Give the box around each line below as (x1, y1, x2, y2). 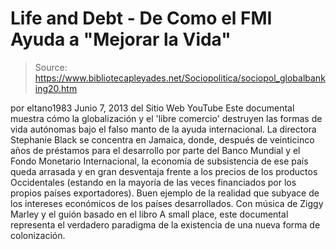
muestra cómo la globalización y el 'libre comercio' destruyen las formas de (10, 112, 323, 124)
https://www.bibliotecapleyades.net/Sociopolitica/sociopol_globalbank (34, 72, 326, 84)
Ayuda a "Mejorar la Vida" (10, 28, 232, 51)
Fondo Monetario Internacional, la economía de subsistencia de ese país (10, 155, 309, 167)
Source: (34, 61, 68, 73)
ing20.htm (34, 82, 78, 94)
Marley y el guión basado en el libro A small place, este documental (10, 208, 289, 220)
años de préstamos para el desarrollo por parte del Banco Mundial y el (10, 144, 301, 156)
